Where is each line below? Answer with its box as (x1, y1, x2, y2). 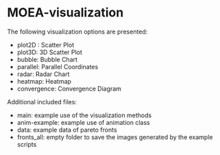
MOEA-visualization (7, 5, 124, 21)
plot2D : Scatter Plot (16, 40, 74, 49)
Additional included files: (7, 97, 77, 106)
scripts (16, 140, 37, 148)
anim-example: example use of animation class (16, 118, 150, 126)
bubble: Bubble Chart (16, 55, 77, 63)
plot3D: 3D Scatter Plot (16, 48, 82, 56)
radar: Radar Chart (16, 70, 70, 78)
